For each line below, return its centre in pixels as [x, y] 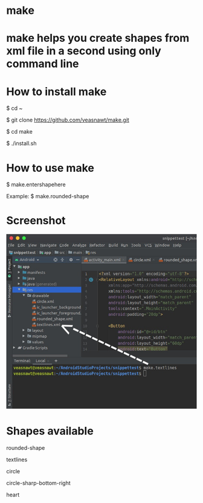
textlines [17, 459]
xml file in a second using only [84, 51]
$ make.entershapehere [36, 184]
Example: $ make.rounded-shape [48, 196]
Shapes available [50, 431]
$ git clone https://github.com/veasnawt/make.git [68, 120]
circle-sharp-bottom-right [38, 483]
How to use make [50, 168]
